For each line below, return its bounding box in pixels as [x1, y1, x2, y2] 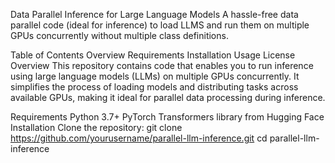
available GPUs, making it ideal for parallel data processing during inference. [10, 92, 326, 103]
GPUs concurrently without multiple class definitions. [10, 30, 229, 41]
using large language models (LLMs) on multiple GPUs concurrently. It [10, 70, 300, 82]
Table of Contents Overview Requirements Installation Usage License [10, 49, 296, 61]
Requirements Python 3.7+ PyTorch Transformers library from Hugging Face [10, 111, 325, 123]
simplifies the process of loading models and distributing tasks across [10, 81, 299, 93]
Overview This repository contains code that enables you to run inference [10, 60, 314, 71]
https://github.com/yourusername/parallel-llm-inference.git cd [10, 132, 268, 144]
